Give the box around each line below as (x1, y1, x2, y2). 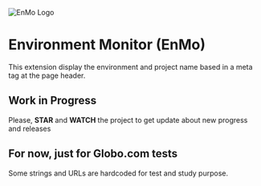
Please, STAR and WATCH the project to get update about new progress (8, 115, 248, 124)
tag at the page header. (8, 71, 86, 80)
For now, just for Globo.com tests (8, 147, 178, 160)
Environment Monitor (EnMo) (8, 36, 206, 54)
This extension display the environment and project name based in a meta (8, 62, 253, 71)
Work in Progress (8, 94, 97, 107)
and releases (8, 123, 51, 133)
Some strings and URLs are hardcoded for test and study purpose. (8, 168, 229, 178)
